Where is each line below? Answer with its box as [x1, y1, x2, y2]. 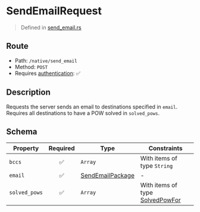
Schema [6, 126, 37, 136]
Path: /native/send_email [14, 57, 77, 64]
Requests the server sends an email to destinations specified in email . [6, 103, 178, 110]
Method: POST [14, 63, 48, 70]
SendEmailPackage [80, 172, 135, 180]
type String [140, 162, 173, 170]
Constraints [148, 144, 183, 152]
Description [6, 88, 51, 98]
